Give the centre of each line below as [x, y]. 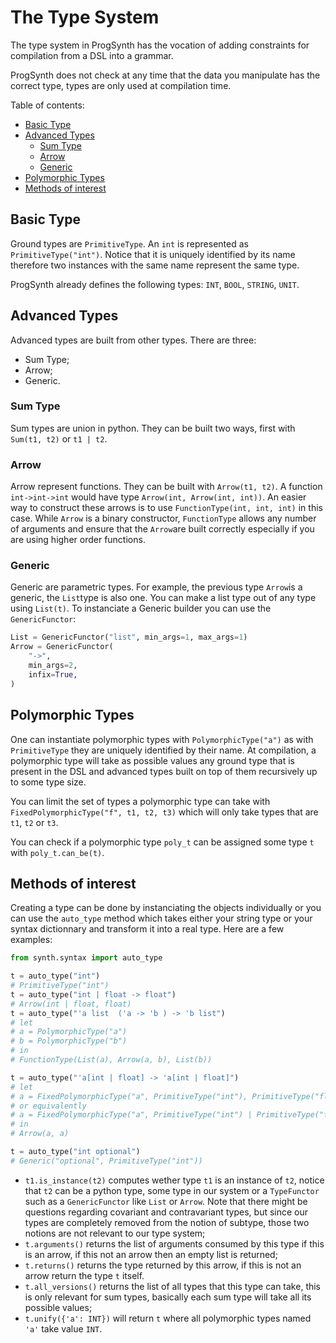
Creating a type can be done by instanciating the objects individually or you [166, 908]
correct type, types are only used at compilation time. [121, 85]
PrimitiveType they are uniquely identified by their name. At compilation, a [163, 750]
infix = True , [53, 674]
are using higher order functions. [78, 540]
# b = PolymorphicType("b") [69, 1041]
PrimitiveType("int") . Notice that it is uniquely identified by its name [153, 254]
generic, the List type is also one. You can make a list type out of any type [163, 598]
